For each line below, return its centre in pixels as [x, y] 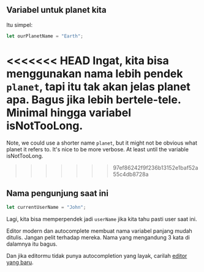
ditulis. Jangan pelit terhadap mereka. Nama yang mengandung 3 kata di [98, 238]
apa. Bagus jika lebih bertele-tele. [94, 100]
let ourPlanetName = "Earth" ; [45, 36]
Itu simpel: [19, 25]
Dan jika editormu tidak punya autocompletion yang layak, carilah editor [97, 256]
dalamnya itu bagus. [32, 244]
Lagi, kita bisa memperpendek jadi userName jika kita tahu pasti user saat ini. [102, 219]
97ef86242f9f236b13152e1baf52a [156, 167]
